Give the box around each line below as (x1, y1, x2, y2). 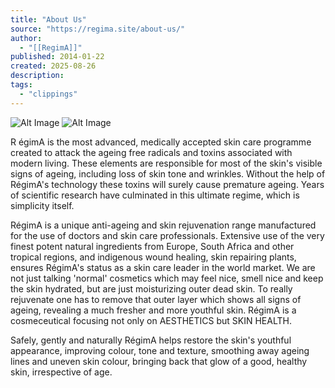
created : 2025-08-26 (10, 61, 97, 71)
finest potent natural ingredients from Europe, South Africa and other (10, 240, 295, 252)
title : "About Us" (10, 14, 87, 25)
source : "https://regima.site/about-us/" (10, 24, 186, 34)
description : (10, 71, 65, 81)
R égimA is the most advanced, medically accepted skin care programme (10, 136, 312, 148)
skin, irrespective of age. (10, 366, 113, 378)
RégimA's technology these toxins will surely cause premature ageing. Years (10, 178, 325, 190)
